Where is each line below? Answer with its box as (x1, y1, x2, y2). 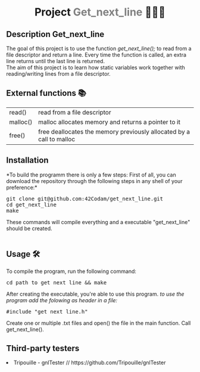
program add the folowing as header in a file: (6, 297, 118, 304)
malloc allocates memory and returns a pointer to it (37, 117, 180, 126)
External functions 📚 (6, 88, 86, 98)
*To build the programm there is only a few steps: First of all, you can (6, 171, 177, 178)
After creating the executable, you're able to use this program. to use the (6, 290, 185, 297)
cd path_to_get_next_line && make (6, 280, 107, 286)
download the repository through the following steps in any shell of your (6, 177, 183, 184)
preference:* (6, 184, 37, 191)
